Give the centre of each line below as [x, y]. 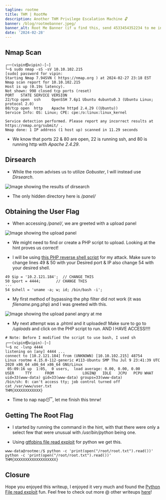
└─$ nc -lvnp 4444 [24, 347]
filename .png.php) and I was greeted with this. [60, 304]
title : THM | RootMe [26, 14]
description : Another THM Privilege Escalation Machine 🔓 [66, 19]
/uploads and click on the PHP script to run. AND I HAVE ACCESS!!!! [81, 329]
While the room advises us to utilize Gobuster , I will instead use [77, 171]
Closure [18, 475]
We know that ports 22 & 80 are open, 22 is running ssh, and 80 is [80, 139]
